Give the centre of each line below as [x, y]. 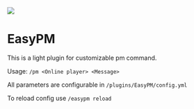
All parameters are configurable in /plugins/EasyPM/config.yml [97, 85]
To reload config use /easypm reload [59, 99]
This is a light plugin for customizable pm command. [82, 58]
